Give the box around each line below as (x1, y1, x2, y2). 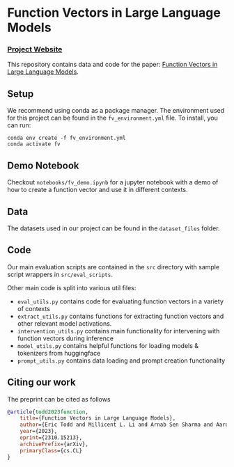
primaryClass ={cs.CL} (19, 447, 82, 454)
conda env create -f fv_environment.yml (7, 134, 127, 142)
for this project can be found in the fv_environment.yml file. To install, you (7, 113, 218, 122)
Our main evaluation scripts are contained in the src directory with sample (7, 262, 220, 271)
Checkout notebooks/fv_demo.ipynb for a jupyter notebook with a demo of (7, 178, 219, 187)
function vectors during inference (17, 334, 114, 342)
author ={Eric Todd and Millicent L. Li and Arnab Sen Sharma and (19, 421, 214, 429)
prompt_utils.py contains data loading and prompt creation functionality (17, 356, 226, 365)
